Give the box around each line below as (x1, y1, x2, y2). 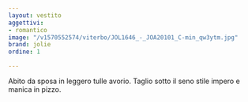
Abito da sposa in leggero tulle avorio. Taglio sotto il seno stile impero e (8, 76, 241, 86)
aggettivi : (8, 19, 44, 27)
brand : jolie (8, 41, 51, 49)
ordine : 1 (8, 48, 41, 56)
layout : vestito (8, 11, 62, 20)
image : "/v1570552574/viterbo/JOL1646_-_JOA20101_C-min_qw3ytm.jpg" (8, 33, 239, 42)
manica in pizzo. (8, 85, 62, 94)
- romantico (8, 26, 47, 34)
